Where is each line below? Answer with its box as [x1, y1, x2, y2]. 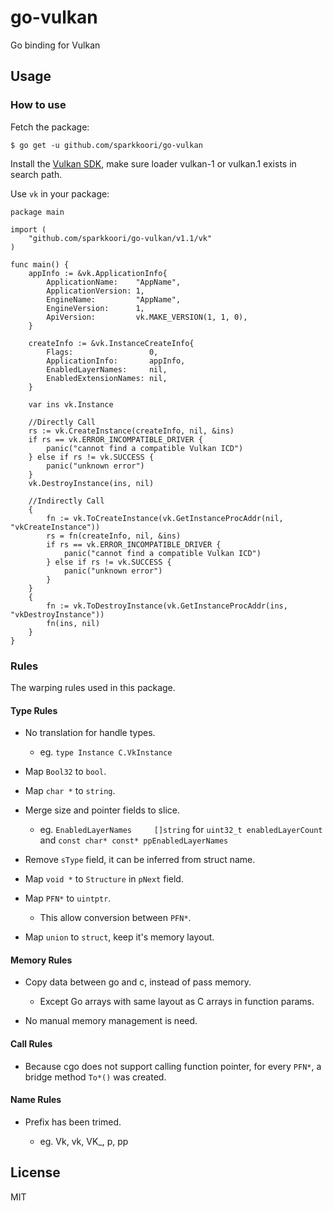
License [10, 1164, 61, 1181]
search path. [10, 168, 63, 180]
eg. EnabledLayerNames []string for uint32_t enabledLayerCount [39, 824, 323, 836]
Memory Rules [10, 954, 73, 966]
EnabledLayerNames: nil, [46, 364, 168, 375]
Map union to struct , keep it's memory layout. [24, 931, 215, 943]
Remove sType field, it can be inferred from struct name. [24, 854, 256, 866]
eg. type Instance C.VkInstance [39, 746, 173, 758]
